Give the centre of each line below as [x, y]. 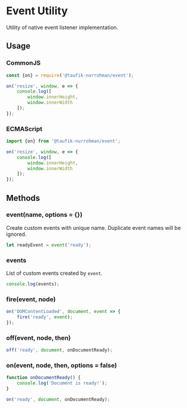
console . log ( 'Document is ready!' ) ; [62, 383]
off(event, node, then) [39, 338]
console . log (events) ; [33, 284]
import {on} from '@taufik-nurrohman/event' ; [63, 141]
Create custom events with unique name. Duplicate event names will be [93, 227]
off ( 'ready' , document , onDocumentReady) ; [59, 350]
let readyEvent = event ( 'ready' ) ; [49, 245]
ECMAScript [24, 129]
